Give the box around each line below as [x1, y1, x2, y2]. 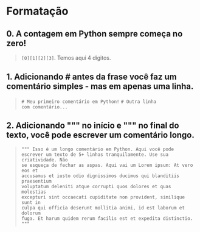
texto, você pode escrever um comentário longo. [6, 130, 195, 141]
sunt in [21, 199, 41, 205]
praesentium [21, 178, 52, 184]
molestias [21, 189, 47, 195]
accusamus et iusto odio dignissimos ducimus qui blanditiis [21, 172, 180, 179]
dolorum [21, 210, 41, 216]
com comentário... [21, 104, 68, 110]
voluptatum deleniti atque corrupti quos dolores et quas [21, 183, 171, 189]
